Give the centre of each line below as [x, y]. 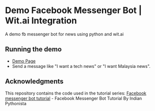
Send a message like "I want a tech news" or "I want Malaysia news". [81, 66]
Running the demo [34, 49]
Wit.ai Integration [41, 21]
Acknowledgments [34, 82]
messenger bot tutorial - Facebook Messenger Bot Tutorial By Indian [74, 98]
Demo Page [24, 61]
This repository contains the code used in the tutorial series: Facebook [76, 93]
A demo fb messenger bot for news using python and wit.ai [64, 34]
